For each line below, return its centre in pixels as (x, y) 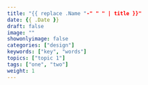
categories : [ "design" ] (41, 45)
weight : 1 (21, 71)
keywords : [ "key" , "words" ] (47, 52)
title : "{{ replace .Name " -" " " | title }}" (74, 13)
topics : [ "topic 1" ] (36, 58)
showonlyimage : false (38, 39)
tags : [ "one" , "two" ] (38, 64)
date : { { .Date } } (33, 20)
